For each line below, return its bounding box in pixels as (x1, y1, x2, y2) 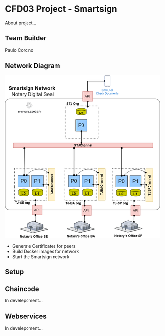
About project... (5, 20, 37, 26)
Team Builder (5, 34, 47, 42)
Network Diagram (5, 62, 60, 70)
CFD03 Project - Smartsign (5, 3, 117, 15)
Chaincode (5, 285, 39, 293)
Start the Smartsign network (12, 254, 70, 260)
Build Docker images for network (12, 248, 79, 255)
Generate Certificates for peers (12, 243, 76, 249)
